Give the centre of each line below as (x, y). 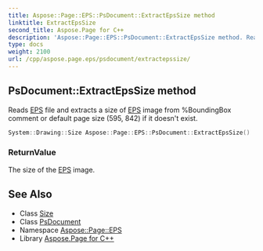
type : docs (26, 45)
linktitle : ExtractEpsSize (52, 23)
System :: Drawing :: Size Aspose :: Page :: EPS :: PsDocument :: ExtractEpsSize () (129, 133)
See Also (30, 194)
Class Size (36, 213)
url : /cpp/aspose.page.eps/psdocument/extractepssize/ (99, 60)
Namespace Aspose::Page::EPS (71, 230)
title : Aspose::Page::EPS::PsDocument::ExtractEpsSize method (112, 15)
